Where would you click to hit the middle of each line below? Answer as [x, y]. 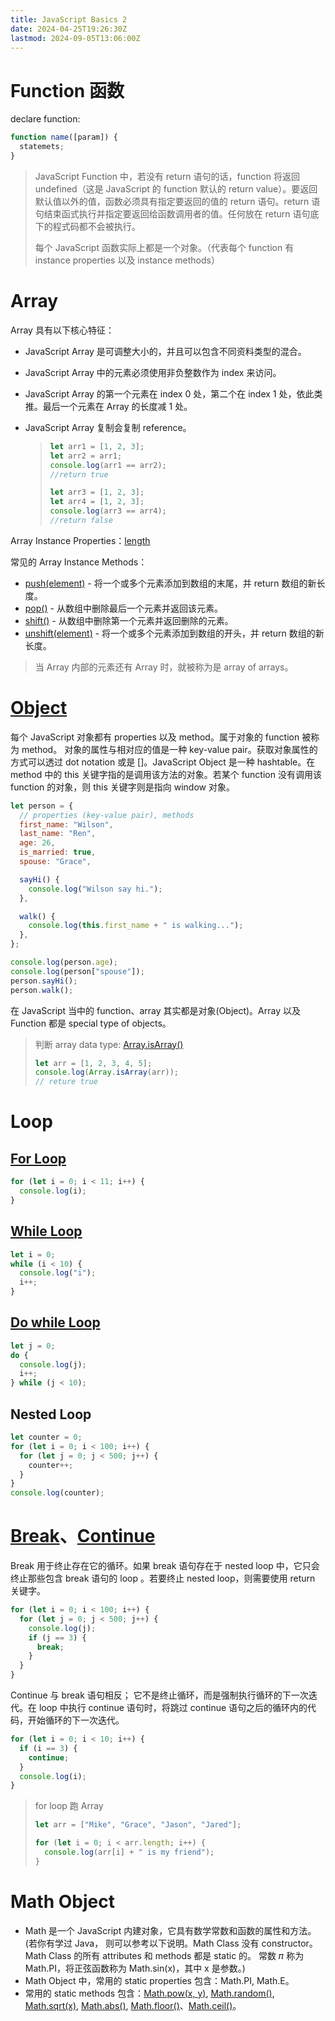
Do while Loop [55, 1322]
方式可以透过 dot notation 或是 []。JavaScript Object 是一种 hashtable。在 [163, 762]
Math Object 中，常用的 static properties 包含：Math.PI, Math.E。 [159, 1980]
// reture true [66, 1082]
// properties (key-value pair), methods [107, 815]
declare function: [45, 119]
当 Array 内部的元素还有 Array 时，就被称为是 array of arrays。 [164, 667]
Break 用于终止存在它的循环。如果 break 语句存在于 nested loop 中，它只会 [165, 1566]
